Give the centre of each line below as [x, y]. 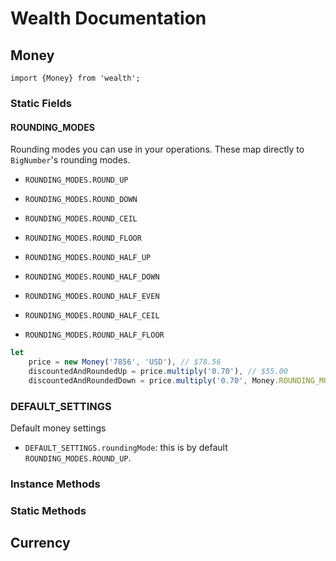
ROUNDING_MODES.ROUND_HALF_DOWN [92, 277]
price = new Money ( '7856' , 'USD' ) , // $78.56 [125, 362]
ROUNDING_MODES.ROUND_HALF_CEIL [92, 316]
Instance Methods [55, 484]
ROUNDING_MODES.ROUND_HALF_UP [88, 258]
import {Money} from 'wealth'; [75, 78]
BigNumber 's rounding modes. [70, 160]
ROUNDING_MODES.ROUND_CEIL [81, 219]
